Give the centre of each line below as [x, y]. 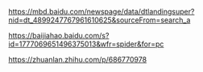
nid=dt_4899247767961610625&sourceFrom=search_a [99, 20]
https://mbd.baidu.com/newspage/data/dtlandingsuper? [101, 12]
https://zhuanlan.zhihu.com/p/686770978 [78, 60]
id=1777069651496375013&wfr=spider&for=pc [86, 44]
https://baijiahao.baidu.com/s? [59, 36]
